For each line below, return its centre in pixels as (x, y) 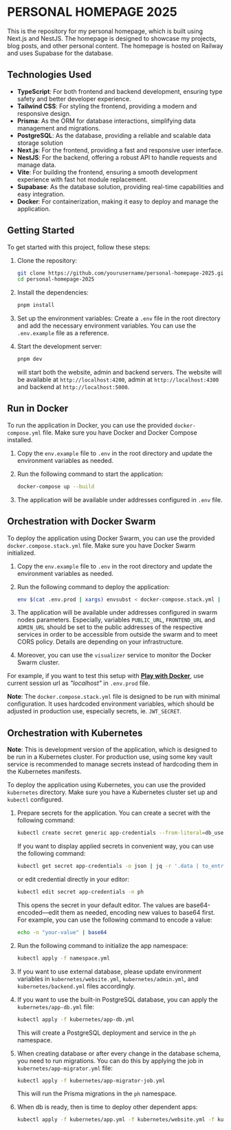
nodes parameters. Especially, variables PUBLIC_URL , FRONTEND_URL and (116, 620)
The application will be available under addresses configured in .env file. (120, 499)
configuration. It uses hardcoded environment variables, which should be (111, 704)
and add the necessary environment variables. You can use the (107, 326)
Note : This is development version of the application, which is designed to (112, 750)
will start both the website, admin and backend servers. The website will (119, 373)
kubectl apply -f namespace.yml (63, 958)
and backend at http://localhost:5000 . (73, 387)
